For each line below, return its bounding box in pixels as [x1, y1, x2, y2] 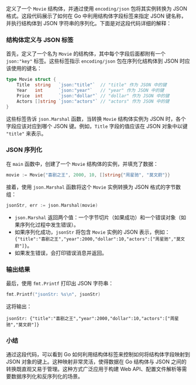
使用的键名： [11, 65, 42, 72]
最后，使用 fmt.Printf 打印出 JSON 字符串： [6, 280, 114, 287]
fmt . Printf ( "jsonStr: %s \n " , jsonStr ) [6, 291, 101, 297]
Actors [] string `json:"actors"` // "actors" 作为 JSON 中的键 [16, 98, 170, 104]
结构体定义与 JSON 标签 [6, 36, 74, 44]
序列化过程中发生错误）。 [19, 221, 79, 228]
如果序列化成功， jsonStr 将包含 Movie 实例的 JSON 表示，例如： [14, 228, 170, 236]
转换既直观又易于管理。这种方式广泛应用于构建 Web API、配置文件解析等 [6, 366, 183, 373]
